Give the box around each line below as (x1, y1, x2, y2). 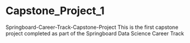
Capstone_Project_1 (5, 4, 105, 18)
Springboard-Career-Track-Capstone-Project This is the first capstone (5, 24, 179, 31)
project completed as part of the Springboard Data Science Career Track (5, 29, 184, 37)
